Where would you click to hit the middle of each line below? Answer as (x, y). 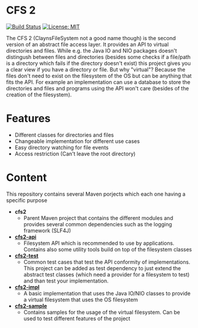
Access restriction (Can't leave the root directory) (75, 154)
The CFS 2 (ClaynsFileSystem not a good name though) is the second (91, 38)
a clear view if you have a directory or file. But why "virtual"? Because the (96, 69)
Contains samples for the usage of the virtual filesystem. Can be (102, 312)
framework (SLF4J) (47, 230)
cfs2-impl (27, 287)
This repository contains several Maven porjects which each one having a (96, 194)
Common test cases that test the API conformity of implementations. (107, 262)
